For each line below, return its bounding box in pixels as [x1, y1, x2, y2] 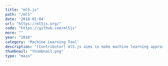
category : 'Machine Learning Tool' [5, 40, 79, 45]
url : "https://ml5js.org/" [5, 21, 61, 26]
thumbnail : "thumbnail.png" [5, 49, 64, 54]
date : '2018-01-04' [5, 16, 46, 21]
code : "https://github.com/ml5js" [5, 26, 77, 31]
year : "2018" [5, 35, 32, 40]
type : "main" [5, 53, 32, 59]
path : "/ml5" [5, 12, 32, 17]
